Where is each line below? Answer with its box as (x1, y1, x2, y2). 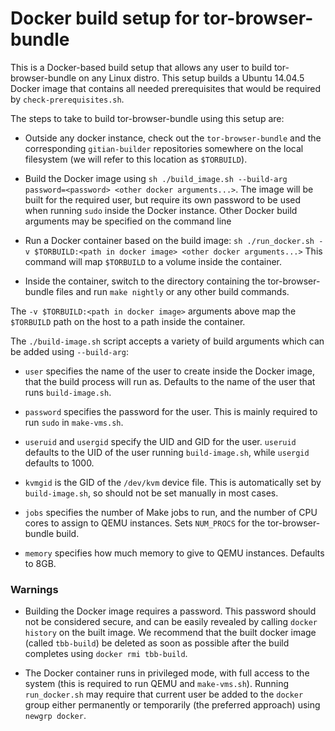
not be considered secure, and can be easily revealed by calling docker (24, 616, 318, 628)
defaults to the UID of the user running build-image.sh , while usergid (24, 446, 310, 458)
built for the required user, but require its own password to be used (24, 193, 302, 206)
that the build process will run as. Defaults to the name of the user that (24, 375, 316, 387)
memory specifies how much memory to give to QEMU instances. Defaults (24, 547, 325, 559)
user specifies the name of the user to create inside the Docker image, (24, 365, 316, 377)
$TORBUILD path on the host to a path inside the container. (10, 315, 246, 327)
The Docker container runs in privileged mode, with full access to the (24, 667, 310, 679)
